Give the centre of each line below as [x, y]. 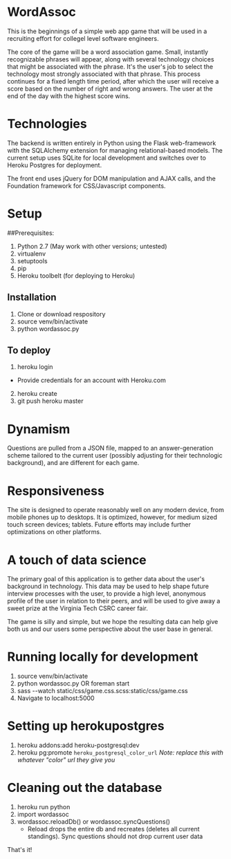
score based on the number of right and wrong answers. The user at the [110, 88]
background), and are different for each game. [73, 463]
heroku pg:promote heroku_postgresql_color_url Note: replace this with [120, 753]
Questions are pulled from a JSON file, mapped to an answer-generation [110, 448]
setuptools [32, 261]
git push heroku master [50, 401]
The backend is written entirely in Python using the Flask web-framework [112, 143]
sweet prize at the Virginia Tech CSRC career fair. [78, 608]
